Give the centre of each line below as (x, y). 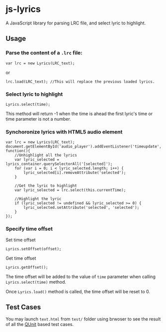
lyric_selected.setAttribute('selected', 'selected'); (82, 208)
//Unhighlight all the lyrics (46, 156)
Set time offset (21, 240)
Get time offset (21, 258)
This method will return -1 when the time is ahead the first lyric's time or (79, 114)
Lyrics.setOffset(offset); (34, 249)
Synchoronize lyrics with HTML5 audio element (64, 132)
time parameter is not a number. (38, 119)
